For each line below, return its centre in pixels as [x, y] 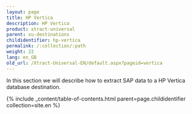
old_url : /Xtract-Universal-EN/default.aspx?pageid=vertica [85, 63]
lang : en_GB [21, 57]
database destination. [34, 87]
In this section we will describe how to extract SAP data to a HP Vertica [96, 80]
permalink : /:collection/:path [46, 46]
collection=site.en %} [33, 105]
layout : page [23, 12]
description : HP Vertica [38, 23]
